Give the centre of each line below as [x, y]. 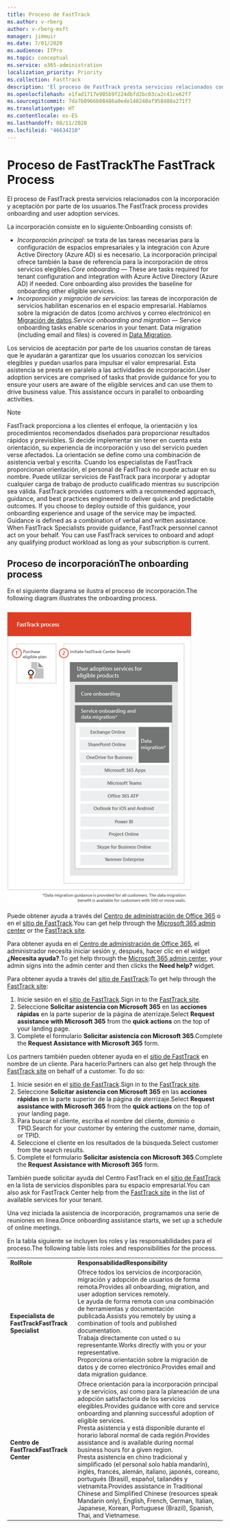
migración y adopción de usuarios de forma [139, 1280]
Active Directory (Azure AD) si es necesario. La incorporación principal [117, 255]
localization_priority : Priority [55, 72]
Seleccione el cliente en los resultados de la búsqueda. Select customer [118, 1143]
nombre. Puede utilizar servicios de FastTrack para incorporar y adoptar [109, 476]
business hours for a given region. [125, 1449]
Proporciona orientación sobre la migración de [143, 1360]
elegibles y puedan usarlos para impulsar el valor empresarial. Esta [102, 362]
